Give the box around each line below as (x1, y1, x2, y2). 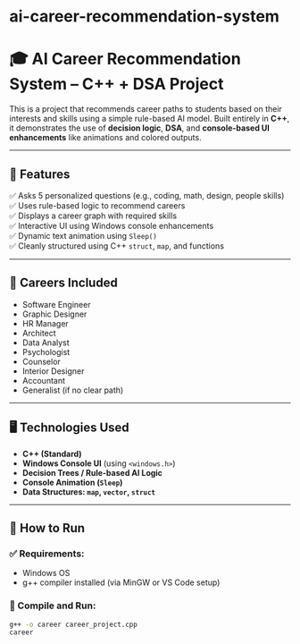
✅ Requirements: (9, 547, 85, 560)
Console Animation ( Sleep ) (21, 477, 123, 487)
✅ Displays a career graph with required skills (9, 210, 177, 221)
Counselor (21, 356, 61, 367)
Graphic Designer (21, 309, 87, 319)
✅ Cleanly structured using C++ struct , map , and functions (9, 240, 225, 251)
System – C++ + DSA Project (9, 74, 225, 95)
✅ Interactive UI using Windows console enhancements (9, 220, 214, 231)
